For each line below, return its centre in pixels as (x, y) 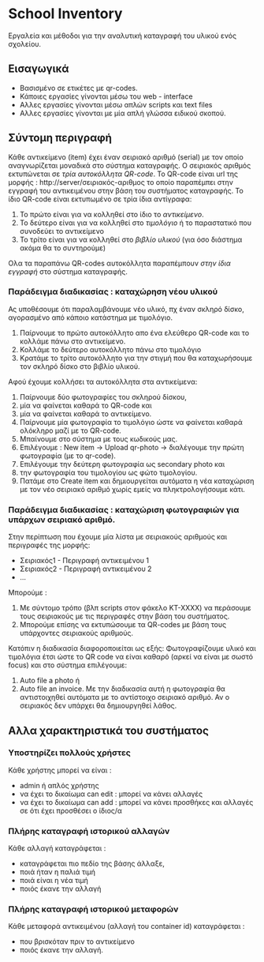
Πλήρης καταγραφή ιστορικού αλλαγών (89, 831)
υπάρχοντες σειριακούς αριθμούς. (76, 633)
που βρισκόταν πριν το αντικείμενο (77, 941)
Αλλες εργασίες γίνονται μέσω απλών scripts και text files (116, 104)
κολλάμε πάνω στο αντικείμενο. (73, 341)
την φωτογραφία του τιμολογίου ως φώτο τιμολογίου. (108, 472)
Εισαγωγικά (39, 69)
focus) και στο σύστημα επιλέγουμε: (68, 665)
